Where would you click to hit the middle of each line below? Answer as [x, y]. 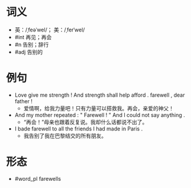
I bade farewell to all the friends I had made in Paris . [79, 129]
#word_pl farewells [38, 179]
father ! [23, 101]
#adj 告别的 [29, 52]
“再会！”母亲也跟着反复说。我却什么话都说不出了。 [85, 122]
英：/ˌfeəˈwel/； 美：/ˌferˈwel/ [50, 30]
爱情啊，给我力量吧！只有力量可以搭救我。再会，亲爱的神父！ [99, 108]
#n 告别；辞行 [32, 44]
